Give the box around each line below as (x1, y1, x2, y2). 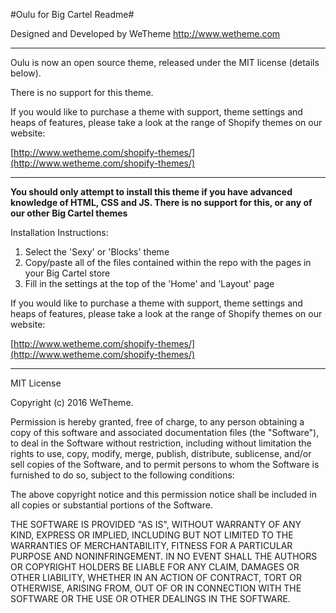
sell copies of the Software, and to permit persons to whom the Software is (10, 459, 320, 470)
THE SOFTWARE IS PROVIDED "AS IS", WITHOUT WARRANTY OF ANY (10, 519, 302, 530)
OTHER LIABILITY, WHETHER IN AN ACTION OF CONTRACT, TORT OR (10, 572, 302, 583)
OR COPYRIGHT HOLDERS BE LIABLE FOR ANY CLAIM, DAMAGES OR (10, 561, 300, 573)
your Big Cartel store (24, 267, 111, 279)
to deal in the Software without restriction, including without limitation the (10, 437, 312, 449)
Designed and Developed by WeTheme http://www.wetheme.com (10, 28, 281, 39)
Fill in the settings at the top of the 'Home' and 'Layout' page (24, 278, 275, 289)
